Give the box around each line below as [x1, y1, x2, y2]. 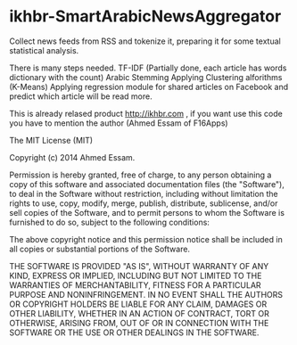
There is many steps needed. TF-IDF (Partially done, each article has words [9, 62, 287, 73]
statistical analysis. [9, 45, 79, 55]
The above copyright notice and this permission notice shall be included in [9, 234, 283, 244]
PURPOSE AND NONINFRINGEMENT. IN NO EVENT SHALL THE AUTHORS [9, 289, 284, 300]
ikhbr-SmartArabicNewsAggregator [9, 6, 282, 27]
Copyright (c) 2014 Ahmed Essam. [9, 152, 136, 162]
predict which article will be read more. [9, 91, 153, 102]
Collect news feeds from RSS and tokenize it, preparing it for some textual [9, 36, 281, 46]
